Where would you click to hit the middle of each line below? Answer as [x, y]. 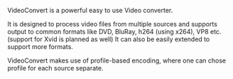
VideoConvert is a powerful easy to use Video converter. [90, 10]
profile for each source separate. [55, 68]
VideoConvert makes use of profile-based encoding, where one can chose [116, 60]
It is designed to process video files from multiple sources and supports [113, 24]
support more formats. [40, 47]
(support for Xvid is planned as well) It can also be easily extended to [109, 39]
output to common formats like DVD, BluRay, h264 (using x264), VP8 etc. [114, 32]
